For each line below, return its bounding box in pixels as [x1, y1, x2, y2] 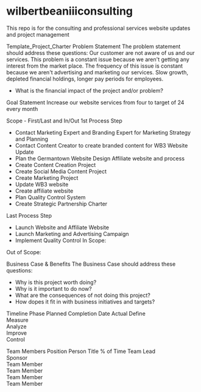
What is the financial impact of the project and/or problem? [15, 87, 163, 94]
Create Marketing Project [15, 174, 79, 181]
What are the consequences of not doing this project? [15, 291, 150, 299]
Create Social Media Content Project [15, 168, 107, 175]
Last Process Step [6, 212, 52, 219]
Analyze [6, 323, 27, 330]
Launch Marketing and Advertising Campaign [15, 230, 129, 237]
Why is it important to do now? [15, 285, 93, 292]
